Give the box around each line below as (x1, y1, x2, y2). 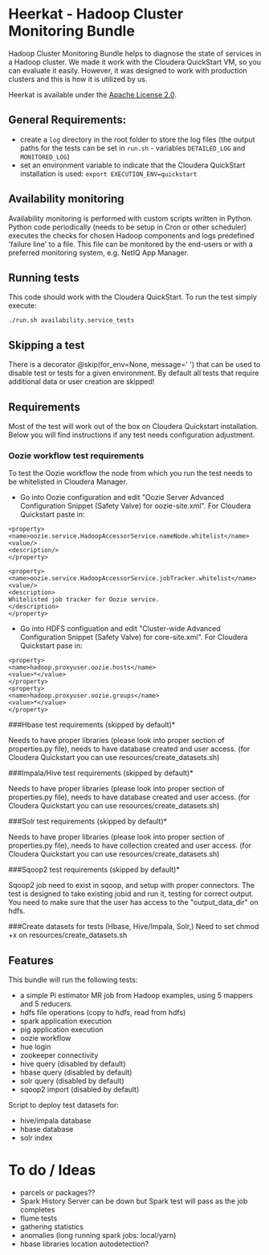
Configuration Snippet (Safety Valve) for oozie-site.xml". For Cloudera (19, 501, 251, 511)
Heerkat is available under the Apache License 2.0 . (8, 89, 177, 99)
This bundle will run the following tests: (8, 975, 138, 985)
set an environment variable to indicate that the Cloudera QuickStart (19, 160, 246, 170)
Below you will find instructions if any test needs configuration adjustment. (8, 430, 255, 440)
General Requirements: (8, 114, 127, 127)
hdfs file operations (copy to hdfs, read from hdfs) (19, 1008, 186, 1018)
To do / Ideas (8, 1161, 96, 1179)
